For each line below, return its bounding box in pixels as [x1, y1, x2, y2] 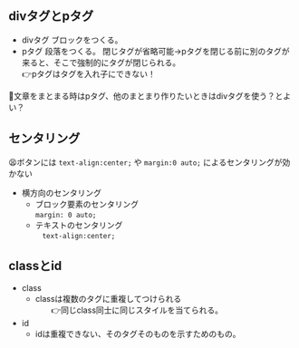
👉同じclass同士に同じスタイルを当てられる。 [51, 304, 224, 315]
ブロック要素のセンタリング [34, 198, 140, 209]
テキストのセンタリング [34, 219, 123, 230]
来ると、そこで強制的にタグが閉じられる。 [21, 57, 181, 68]
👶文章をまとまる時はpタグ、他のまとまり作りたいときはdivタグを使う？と [8, 90, 284, 101]
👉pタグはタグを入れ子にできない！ [21, 68, 156, 79]
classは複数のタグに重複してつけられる [34, 294, 182, 304]
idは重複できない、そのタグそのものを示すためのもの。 [34, 329, 241, 340]
